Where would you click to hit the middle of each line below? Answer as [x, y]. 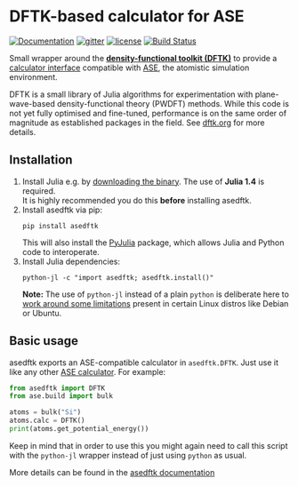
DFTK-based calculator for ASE [127, 16]
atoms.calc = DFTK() [48, 421]
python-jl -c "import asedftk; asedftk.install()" [118, 277]
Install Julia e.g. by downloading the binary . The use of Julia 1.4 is [143, 181]
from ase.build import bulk [61, 396]
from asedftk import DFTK [57, 388]
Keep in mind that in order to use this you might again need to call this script [149, 445]
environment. [33, 76]
